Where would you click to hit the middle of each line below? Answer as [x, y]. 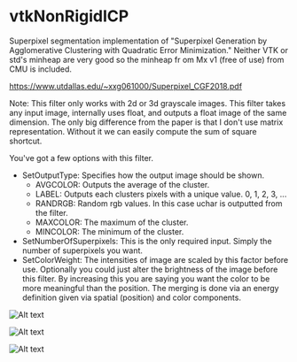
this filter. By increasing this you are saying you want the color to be [146, 278]
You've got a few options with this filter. [81, 158]
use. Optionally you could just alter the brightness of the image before [150, 269]
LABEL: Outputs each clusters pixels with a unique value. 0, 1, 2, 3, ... [161, 194]
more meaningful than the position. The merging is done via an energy [150, 288]
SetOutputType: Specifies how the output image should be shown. [143, 175]
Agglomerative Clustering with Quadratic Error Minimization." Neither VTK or [148, 50]
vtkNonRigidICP [69, 16]
